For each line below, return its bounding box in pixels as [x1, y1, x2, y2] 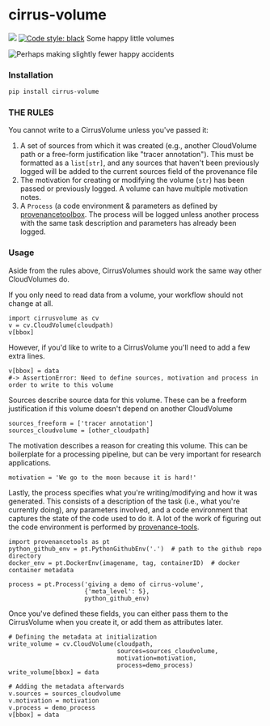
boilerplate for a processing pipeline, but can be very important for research [8, 449, 262, 459]
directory [8, 552, 42, 560]
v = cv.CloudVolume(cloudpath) [8, 321, 114, 329]
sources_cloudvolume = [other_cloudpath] [8, 427, 150, 435]
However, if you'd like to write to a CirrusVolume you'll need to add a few [8, 342, 251, 352]
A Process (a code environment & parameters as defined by [19, 201, 218, 211]
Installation [8, 69, 54, 80]
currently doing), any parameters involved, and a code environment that [8, 504, 248, 515]
